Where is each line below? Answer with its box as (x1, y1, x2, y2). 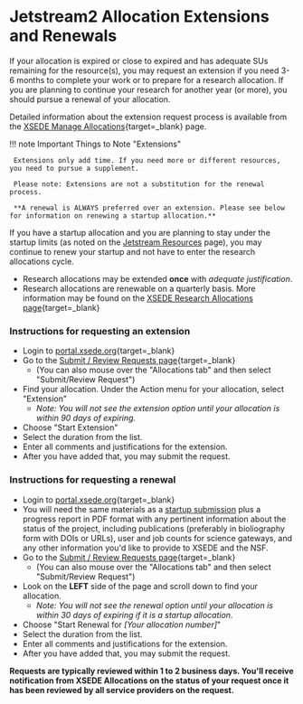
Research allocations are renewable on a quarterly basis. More (22, 283, 256, 294)
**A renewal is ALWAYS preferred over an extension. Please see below (13, 203, 285, 212)
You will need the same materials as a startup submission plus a (22, 503, 261, 514)
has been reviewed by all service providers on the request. (9, 684, 235, 695)
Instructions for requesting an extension (9, 324, 191, 337)
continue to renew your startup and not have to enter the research (9, 246, 256, 257)
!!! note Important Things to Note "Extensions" (9, 138, 182, 149)
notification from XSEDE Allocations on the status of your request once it (9, 675, 289, 686)
